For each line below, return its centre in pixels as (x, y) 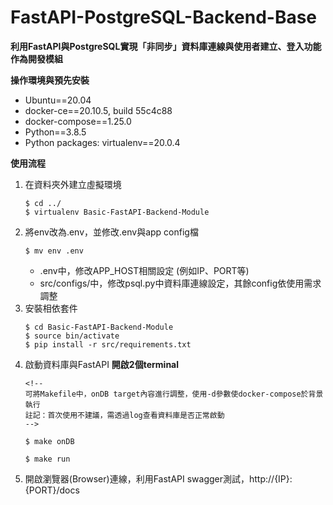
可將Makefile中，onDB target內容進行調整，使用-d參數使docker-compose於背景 (174, 394)
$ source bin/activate (72, 336)
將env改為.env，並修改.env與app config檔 (111, 232)
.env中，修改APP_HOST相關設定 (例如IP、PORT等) (144, 270)
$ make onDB (49, 441)
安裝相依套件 (51, 308)
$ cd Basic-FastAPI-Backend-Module (99, 327)
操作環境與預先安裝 (50, 80)
